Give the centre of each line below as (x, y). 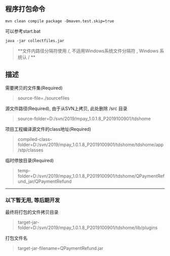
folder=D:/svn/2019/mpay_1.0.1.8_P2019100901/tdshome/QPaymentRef (91, 176)
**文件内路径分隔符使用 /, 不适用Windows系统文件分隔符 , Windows (88, 51)
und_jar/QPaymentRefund (45, 181)
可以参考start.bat (23, 31)
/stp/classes (31, 150)
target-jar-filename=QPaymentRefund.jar (60, 248)
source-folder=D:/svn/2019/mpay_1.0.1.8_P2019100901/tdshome (84, 119)
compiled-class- (35, 139)
